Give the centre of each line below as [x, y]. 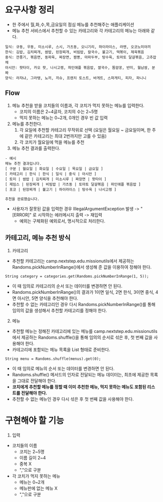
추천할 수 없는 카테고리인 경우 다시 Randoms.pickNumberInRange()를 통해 [84, 304]
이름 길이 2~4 [33, 458]
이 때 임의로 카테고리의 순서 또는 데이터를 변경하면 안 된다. [67, 286]
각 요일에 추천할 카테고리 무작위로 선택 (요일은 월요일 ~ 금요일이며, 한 [85, 130]
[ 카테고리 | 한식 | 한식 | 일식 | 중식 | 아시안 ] [51, 174]
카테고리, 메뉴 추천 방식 [38, 238]
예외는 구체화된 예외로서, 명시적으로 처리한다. [62, 221]
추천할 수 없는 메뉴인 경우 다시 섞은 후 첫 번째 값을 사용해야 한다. [73, 399]
